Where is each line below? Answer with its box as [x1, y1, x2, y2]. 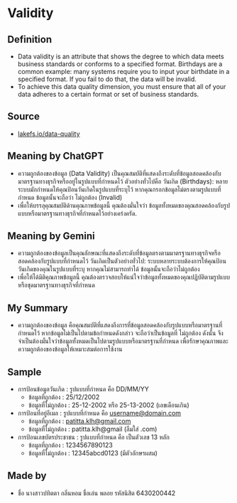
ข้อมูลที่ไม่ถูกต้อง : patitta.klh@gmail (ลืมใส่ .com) [28, 425, 158, 433]
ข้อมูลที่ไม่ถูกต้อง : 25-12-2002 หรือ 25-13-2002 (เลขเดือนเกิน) [28, 401, 189, 410]
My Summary [7, 302, 69, 314]
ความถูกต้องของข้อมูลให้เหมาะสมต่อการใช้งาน [17, 345, 123, 354]
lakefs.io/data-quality [17, 129, 80, 138]
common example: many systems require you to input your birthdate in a [17, 68, 230, 75]
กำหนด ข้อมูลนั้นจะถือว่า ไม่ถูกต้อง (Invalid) [17, 193, 123, 201]
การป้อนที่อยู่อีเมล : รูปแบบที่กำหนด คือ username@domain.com [17, 409, 182, 418]
